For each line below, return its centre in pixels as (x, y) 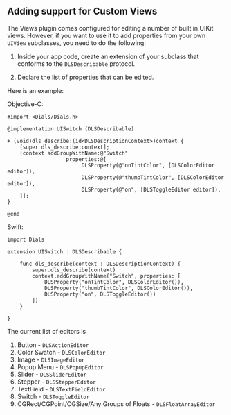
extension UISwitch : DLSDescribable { (65, 252)
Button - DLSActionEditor (53, 345)
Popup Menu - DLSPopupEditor (60, 366)
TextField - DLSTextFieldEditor (61, 389)
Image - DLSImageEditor (51, 359)
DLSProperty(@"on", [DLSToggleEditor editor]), (151, 189)
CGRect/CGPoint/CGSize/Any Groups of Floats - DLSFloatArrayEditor (116, 404)
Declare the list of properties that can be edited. (85, 77)
